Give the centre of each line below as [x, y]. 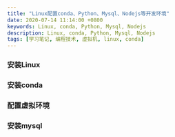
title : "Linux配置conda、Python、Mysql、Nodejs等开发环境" [89, 13]
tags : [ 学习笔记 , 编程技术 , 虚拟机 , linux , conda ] [76, 39]
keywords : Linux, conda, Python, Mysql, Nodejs [77, 26]
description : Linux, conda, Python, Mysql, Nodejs [81, 33]
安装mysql [25, 125]
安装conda [25, 85]
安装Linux [24, 65]
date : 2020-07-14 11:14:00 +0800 [55, 20]
